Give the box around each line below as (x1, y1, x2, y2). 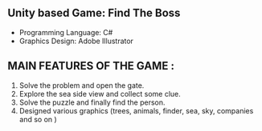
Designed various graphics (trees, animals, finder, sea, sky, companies (18, 105, 254, 115)
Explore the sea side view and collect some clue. (18, 89, 182, 98)
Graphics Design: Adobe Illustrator (18, 36, 134, 46)
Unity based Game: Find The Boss (7, 6, 181, 20)
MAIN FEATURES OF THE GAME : (7, 59, 174, 73)
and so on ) (18, 114, 57, 124)
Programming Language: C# (18, 27, 113, 37)
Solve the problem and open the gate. (18, 80, 145, 90)
